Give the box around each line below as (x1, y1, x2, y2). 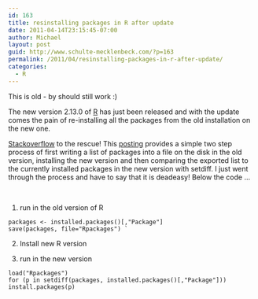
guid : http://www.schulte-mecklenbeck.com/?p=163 (8, 48, 175, 56)
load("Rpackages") (8, 269, 68, 277)
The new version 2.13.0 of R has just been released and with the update (8, 107, 240, 116)
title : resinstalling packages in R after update (8, 19, 175, 27)
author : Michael (8, 33, 61, 42)
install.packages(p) (8, 282, 76, 291)
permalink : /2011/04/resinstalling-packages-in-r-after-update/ (8, 56, 223, 64)
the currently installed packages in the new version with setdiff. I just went (8, 164, 249, 173)
